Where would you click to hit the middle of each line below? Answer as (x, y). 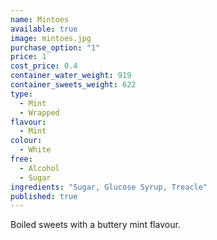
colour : (26, 141)
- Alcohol (39, 168)
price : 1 (28, 57)
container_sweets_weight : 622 (73, 85)
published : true (44, 196)
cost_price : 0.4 (44, 66)
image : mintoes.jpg (51, 38)
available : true (44, 29)
